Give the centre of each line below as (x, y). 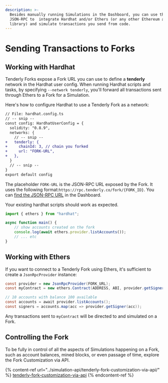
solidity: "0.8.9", (30, 128)
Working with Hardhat (40, 67)
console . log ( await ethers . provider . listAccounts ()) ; (70, 232)
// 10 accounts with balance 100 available (51, 297)
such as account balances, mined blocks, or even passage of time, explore (82, 354)
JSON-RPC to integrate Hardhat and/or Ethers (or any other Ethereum (85, 19)
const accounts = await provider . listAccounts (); (58, 302)
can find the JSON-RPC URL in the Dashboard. (53, 195)
